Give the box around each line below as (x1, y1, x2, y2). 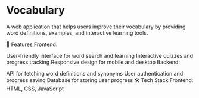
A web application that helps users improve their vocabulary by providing (6, 23, 186, 30)
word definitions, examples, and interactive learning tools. (6, 29, 148, 36)
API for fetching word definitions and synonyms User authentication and (6, 70, 184, 77)
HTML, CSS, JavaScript (6, 85, 64, 92)
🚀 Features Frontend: (6, 41, 58, 48)
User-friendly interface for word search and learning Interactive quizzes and (6, 52, 194, 59)
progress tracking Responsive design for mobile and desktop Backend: (6, 58, 181, 66)
